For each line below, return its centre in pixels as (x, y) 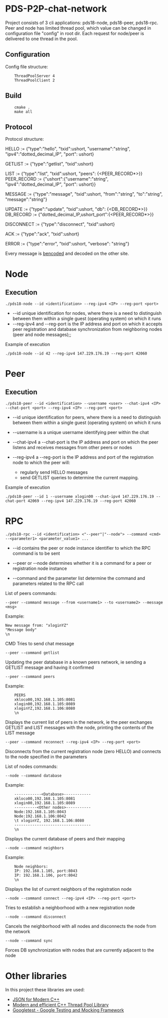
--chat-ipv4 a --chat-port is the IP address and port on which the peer (85, 442)
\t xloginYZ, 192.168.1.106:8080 (49, 821)
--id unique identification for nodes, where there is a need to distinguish (87, 313)
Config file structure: (27, 66)
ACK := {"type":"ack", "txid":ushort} (42, 234)
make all (23, 112)
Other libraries (36, 976)
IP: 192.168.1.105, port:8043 (46, 871)
